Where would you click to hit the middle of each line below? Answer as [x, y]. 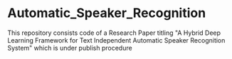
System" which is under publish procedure [70, 48]
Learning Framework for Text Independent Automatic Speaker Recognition [116, 40]
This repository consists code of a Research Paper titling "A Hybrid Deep [114, 33]
